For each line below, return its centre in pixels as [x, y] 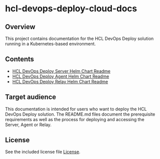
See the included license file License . [43, 152]
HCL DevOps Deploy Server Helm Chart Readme [61, 71]
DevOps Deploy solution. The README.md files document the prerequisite [80, 114]
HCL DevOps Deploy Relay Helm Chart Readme [60, 81]
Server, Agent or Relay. [28, 125]
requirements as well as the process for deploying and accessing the [75, 119]
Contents [20, 59]
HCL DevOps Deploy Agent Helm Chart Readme [61, 76]
